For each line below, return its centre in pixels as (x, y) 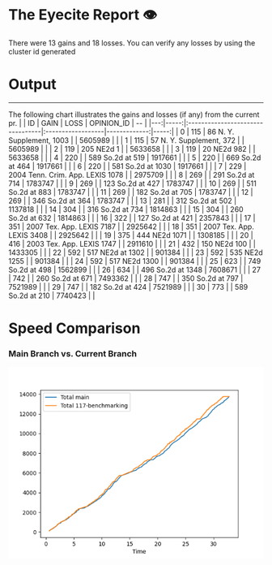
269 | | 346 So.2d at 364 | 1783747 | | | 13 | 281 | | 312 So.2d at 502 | (123, 201)
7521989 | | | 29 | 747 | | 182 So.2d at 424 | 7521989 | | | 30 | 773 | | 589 (128, 287)
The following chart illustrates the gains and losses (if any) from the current (134, 114)
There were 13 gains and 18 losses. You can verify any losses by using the (132, 43)
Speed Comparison (74, 328)
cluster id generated (42, 51)
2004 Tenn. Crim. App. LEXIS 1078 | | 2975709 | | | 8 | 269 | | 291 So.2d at (132, 175)
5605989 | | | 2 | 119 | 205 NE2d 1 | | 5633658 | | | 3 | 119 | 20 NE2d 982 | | (132, 149)
